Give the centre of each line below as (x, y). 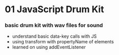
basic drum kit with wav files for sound (54, 25)
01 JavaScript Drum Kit (54, 9)
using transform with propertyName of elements (63, 42)
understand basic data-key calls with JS (54, 36)
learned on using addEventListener (49, 47)
